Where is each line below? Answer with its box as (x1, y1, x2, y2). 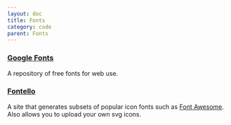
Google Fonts (7, 53, 54, 63)
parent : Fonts (7, 29, 49, 37)
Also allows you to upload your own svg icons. (7, 110, 142, 118)
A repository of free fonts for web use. (7, 69, 118, 77)
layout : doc (7, 10, 42, 18)
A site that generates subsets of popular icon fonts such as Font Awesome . (7, 103, 225, 111)
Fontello (7, 86, 36, 96)
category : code (7, 23, 52, 30)
